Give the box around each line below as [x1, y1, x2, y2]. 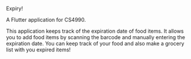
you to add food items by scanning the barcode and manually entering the [6, 34, 185, 40]
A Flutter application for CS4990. [6, 16, 86, 23]
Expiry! [6, 5, 24, 12]
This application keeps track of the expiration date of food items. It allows [6, 27, 184, 34]
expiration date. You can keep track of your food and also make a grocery [6, 40, 185, 47]
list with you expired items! [6, 46, 71, 53]
